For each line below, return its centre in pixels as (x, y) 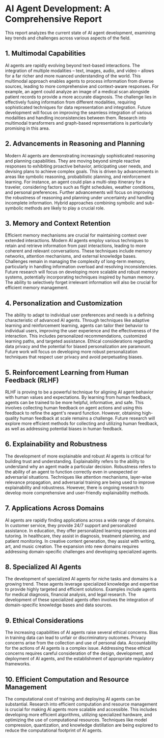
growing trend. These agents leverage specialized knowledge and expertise (82, 584)
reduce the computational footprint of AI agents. (54, 731)
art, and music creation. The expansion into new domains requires (72, 546)
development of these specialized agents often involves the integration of (79, 600)
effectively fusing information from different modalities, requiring (70, 102)
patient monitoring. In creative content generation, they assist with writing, (80, 541)
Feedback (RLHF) (32, 380)
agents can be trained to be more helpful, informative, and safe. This (74, 403)
